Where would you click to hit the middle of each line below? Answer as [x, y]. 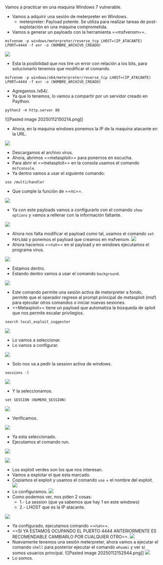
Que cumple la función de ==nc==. [47, 191]
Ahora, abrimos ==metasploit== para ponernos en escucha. [72, 158]
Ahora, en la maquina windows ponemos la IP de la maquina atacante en [85, 129]
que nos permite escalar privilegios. [48, 313]
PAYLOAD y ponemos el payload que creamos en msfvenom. [71, 239]
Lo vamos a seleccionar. [36, 340]
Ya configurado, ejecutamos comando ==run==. [61, 526]
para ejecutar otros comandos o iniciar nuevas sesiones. [69, 303]
